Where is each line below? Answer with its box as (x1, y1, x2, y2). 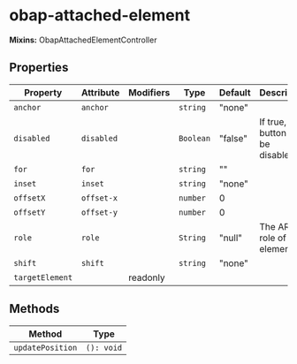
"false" (218, 132, 247, 144)
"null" (218, 231, 243, 244)
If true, (259, 116, 287, 128)
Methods (9, 301, 60, 316)
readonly (127, 271, 165, 284)
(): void (85, 342, 123, 353)
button (259, 126, 287, 139)
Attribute (80, 86, 120, 98)
